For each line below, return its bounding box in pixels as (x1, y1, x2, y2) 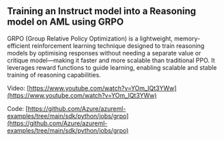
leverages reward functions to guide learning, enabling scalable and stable (7, 63, 217, 71)
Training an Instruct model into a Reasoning (7, 5, 197, 17)
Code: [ (7, 104, 29, 112)
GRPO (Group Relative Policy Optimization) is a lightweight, (7, 34, 173, 42)
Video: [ (7, 84, 29, 92)
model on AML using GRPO (7, 16, 124, 28)
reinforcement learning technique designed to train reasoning (31, 41, 205, 50)
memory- (173, 34, 200, 42)
